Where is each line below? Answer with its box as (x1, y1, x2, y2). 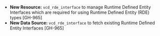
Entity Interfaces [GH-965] (9, 25, 64, 31)
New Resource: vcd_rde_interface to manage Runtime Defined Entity (9, 4, 151, 10)
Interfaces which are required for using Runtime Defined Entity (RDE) (9, 9, 150, 15)
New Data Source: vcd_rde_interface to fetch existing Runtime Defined (9, 20, 155, 26)
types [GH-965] (9, 15, 42, 20)
